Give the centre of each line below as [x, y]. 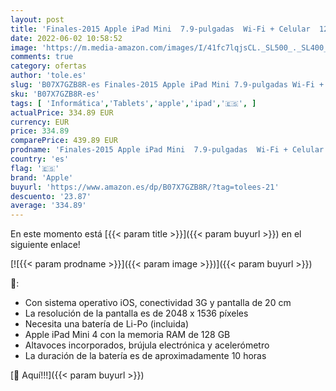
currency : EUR [40, 122]
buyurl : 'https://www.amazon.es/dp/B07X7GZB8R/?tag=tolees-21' [145, 187]
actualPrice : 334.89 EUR [62, 112]
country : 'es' [40, 159]
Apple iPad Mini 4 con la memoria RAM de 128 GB [127, 335]
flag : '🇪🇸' [35, 168]
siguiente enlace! [45, 245]
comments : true [42, 57]
